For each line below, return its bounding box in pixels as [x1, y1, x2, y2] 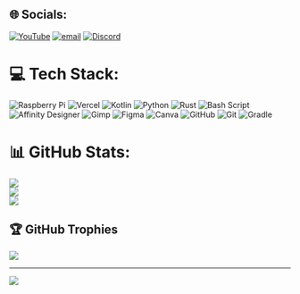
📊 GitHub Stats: [9, 142, 131, 162]
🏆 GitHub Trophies [9, 223, 119, 238]
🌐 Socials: [9, 7, 68, 22]
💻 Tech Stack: [9, 64, 120, 84]
